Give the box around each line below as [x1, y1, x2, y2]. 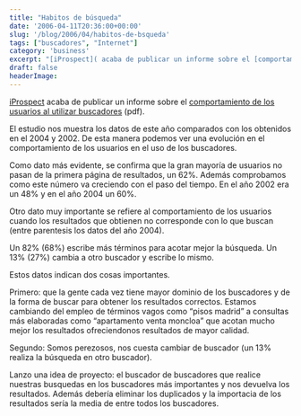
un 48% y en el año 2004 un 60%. [9, 188, 137, 199]
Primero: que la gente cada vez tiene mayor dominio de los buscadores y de [9, 287, 291, 297]
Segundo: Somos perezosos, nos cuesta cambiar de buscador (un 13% [9, 342, 271, 353]
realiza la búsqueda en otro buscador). [9, 351, 152, 362]
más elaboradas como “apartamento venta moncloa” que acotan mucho [9, 315, 275, 326]
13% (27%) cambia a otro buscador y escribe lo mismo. [9, 252, 215, 262]
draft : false [9, 64, 58, 73]
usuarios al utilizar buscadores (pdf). [9, 105, 145, 117]
